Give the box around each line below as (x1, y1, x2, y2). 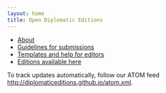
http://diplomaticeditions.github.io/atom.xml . (7, 78, 133, 86)
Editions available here (17, 57, 81, 65)
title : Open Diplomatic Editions (7, 17, 103, 23)
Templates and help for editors (17, 50, 105, 59)
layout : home (7, 10, 45, 17)
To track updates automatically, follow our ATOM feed (7, 70, 160, 79)
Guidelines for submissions (17, 43, 94, 51)
